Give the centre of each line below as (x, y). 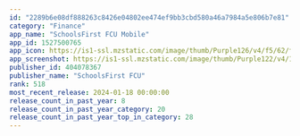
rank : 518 (28, 84)
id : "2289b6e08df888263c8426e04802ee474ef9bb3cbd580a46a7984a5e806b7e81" (150, 17)
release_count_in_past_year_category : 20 (87, 109)
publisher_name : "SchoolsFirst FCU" (77, 76)
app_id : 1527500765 (46, 42)
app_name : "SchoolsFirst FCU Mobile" (79, 34)
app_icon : (28, 51)
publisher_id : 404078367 (55, 68)
